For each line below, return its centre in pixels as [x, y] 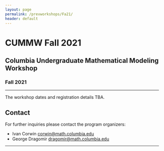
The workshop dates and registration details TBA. [55, 97]
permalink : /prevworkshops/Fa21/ [39, 14]
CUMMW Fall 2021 [43, 43]
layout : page [18, 9]
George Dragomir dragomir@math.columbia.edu [61, 139]
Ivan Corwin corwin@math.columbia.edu [53, 134]
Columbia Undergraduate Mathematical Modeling [82, 61]
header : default [21, 19]
